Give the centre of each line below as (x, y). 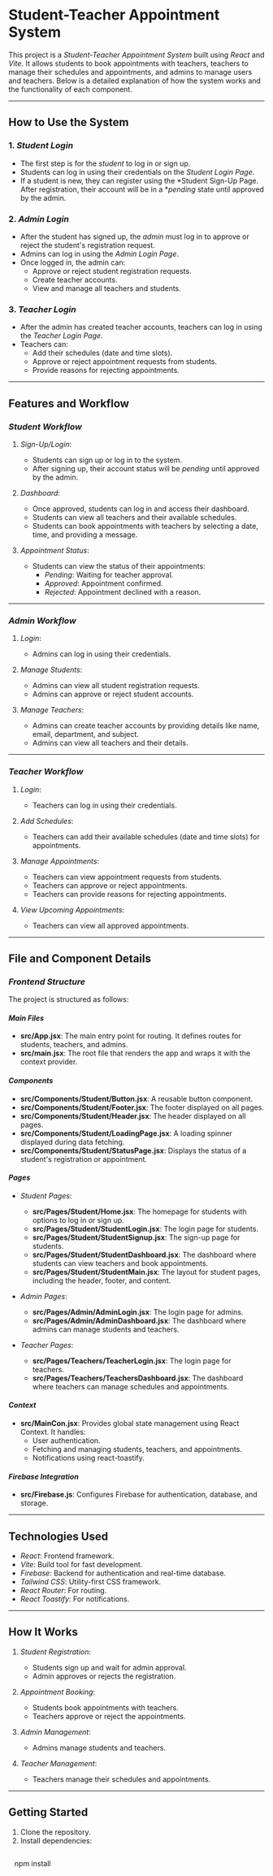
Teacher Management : (58, 1763)
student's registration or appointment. (84, 1159)
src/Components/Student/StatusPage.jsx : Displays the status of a (133, 1150)
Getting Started (48, 1812)
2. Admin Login (39, 219)
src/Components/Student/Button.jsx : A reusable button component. (136, 1098)
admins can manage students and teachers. (106, 1329)
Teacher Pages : (47, 1345)
